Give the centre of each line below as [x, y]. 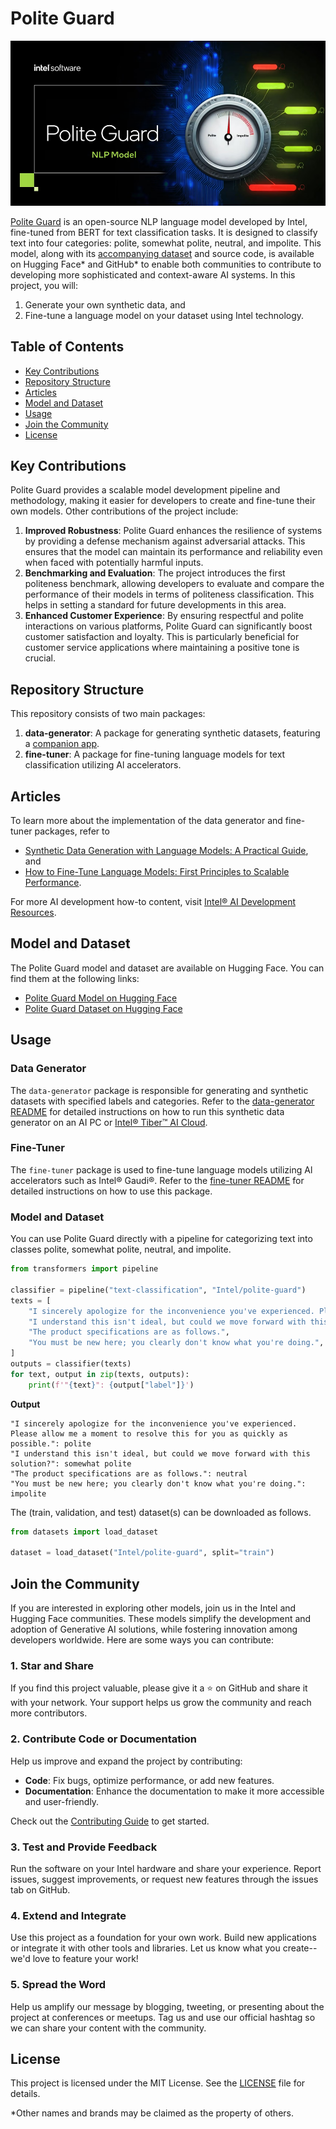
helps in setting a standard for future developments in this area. [155, 605]
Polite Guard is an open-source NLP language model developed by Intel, [159, 221]
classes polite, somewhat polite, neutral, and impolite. [121, 1249]
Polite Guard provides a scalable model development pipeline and [145, 490]
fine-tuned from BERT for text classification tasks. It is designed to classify [164, 232]
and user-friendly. [62, 1801]
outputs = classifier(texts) [71, 1364]
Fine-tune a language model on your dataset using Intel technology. [164, 315]
